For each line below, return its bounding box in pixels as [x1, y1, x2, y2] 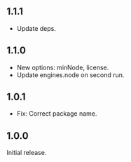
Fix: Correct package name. [16, 109, 97, 118]
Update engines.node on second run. [16, 70, 125, 79]
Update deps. [16, 24, 57, 32]
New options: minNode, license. [16, 63, 109, 72]
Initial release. [6, 149, 47, 157]
